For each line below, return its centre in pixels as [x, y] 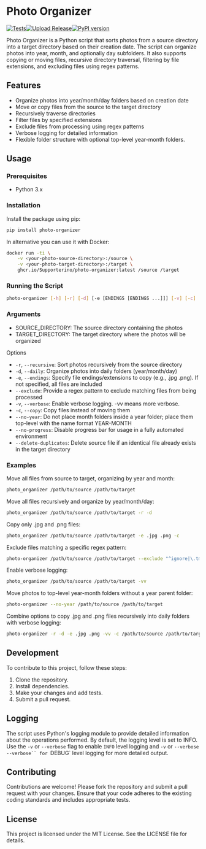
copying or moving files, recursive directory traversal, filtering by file [93, 60]
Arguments [24, 314]
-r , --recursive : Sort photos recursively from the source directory [99, 364]
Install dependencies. [42, 686]
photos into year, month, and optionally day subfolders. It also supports [96, 53]
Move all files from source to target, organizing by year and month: [91, 478]
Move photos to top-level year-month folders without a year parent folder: [100, 593]
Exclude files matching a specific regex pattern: [67, 547]
